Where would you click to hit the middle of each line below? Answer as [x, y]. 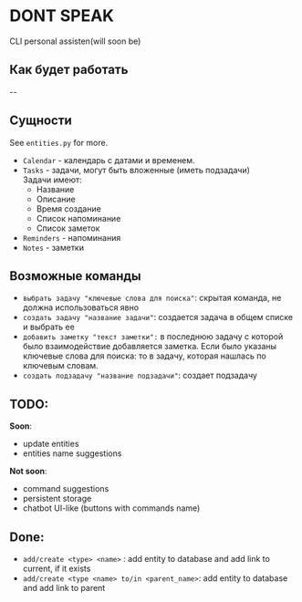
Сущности [41, 121]
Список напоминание [78, 218]
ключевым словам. [60, 366]
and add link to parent [64, 588]
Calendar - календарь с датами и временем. [109, 160]
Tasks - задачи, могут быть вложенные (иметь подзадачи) [136, 170]
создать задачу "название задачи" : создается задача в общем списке [158, 317]
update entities [51, 444]
